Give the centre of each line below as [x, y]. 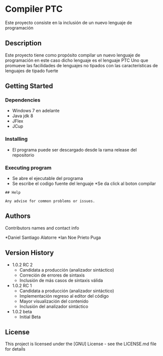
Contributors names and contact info [42, 228]
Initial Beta [30, 317]
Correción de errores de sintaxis [52, 275]
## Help [13, 193]
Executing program [28, 168]
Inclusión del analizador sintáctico [54, 306]
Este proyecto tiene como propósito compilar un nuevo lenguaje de [73, 55]
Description [23, 43]
